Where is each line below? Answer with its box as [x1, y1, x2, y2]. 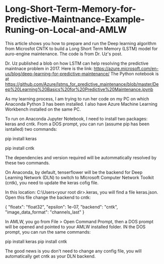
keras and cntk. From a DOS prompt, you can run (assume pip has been [5, 121, 150, 127]
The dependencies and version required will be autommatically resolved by [5, 154, 157, 160]
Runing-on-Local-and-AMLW [5, 24, 127, 35]
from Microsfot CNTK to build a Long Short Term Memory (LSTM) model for [5, 46, 158, 51]
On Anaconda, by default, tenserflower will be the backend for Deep [5, 169, 143, 175]
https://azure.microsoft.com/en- [94, 65, 159, 72]
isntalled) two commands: [5, 126, 57, 132]
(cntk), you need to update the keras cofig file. [5, 180, 99, 186]
